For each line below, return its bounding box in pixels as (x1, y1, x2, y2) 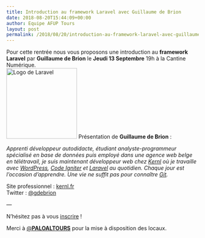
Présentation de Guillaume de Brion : (78, 133, 172, 140)
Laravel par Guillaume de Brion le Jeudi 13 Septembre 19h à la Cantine (6, 55, 186, 62)
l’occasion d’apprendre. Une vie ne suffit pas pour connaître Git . (6, 171, 168, 178)
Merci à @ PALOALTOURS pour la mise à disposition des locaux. (6, 225, 167, 232)
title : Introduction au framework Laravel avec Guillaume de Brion (6, 9, 182, 15)
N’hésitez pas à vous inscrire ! (6, 213, 82, 220)
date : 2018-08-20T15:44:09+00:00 (6, 15, 92, 21)
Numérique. (6, 62, 37, 69)
